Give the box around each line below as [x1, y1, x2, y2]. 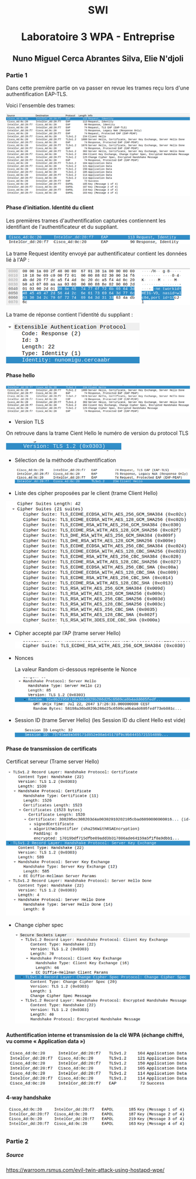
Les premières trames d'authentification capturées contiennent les [6, 217, 166, 224]
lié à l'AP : [6, 256, 30, 263]
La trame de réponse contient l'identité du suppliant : [6, 311, 133, 318]
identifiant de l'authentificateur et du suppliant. [6, 223, 118, 230]
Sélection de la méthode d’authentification [14, 456, 117, 463]
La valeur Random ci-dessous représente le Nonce [14, 665, 137, 673]
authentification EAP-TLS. [6, 91, 68, 98]
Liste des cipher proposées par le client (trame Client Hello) [14, 490, 158, 497]
